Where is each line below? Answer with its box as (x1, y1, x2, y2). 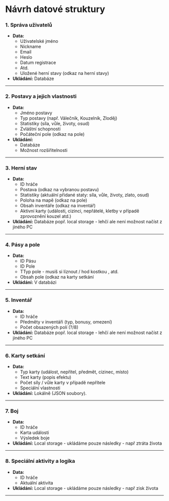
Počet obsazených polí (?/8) (20, 324, 79, 330)
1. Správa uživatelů (5, 22, 52, 29)
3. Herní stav (5, 164, 37, 172)
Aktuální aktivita (20, 479, 53, 486)
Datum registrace (20, 59, 56, 66)
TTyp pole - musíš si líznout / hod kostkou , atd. (20, 269, 119, 275)
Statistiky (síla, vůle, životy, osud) (20, 120, 90, 126)
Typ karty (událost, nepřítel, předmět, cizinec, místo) (20, 369, 129, 375)
